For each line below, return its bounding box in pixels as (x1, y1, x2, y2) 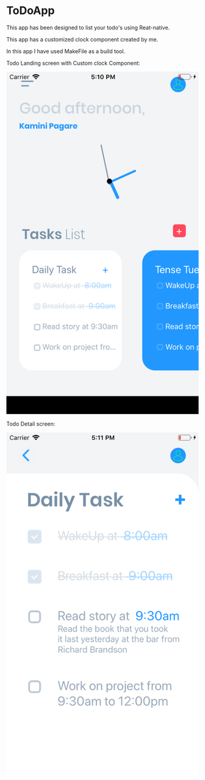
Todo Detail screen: (6, 420, 56, 428)
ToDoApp (6, 4, 55, 18)
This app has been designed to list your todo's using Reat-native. (6, 24, 170, 31)
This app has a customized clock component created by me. (6, 35, 159, 43)
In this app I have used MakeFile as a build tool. (6, 47, 126, 55)
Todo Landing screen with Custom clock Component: (6, 59, 140, 67)
